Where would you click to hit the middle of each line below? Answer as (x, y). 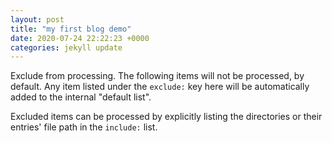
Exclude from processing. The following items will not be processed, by (157, 76)
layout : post (37, 19)
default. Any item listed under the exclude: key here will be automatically (160, 87)
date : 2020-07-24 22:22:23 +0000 (80, 38)
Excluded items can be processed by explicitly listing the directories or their (166, 117)
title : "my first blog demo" (71, 29)
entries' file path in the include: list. (84, 127)
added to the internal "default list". (81, 97)
